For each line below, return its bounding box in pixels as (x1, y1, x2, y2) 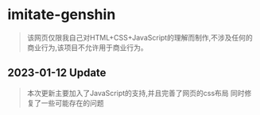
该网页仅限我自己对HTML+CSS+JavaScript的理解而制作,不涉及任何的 (26, 33, 253, 42)
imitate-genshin (7, 6, 116, 24)
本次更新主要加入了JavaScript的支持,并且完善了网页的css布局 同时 (26, 88, 245, 98)
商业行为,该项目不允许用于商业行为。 (26, 42, 148, 52)
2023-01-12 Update (7, 66, 107, 80)
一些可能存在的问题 (41, 98, 104, 108)
